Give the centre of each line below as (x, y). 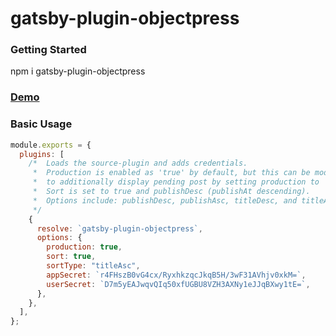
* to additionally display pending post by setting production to (176, 182)
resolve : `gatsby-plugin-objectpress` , (119, 228)
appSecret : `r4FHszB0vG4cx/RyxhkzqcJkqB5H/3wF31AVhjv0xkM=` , (176, 275)
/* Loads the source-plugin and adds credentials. (138, 163)
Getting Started (48, 50)
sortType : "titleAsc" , (93, 266)
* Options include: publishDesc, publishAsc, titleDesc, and (165, 200)
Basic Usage (41, 124)
